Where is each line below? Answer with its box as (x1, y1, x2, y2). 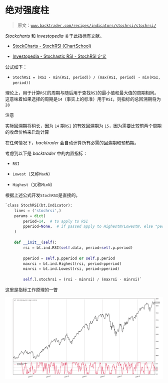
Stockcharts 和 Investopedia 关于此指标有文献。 (5, 33, 104, 39)
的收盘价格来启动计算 (5, 129, 49, 135)
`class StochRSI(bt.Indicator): (5, 203, 72, 208)
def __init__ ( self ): (14, 240, 57, 245)
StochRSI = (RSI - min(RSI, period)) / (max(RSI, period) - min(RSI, (12, 75, 161, 80)
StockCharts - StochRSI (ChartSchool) (12, 43, 91, 49)
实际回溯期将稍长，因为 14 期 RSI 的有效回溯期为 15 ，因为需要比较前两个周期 (5, 123, 161, 129)
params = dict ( (14, 213, 46, 219)
